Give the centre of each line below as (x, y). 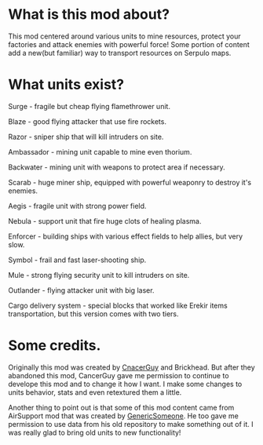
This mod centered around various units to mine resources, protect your (124, 36)
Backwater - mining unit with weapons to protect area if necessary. (117, 167)
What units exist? (66, 85)
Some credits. (55, 346)
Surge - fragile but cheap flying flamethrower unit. (89, 106)
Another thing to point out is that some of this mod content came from (121, 407)
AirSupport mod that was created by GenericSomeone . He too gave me (124, 416)
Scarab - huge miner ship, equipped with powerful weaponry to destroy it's (130, 182)
